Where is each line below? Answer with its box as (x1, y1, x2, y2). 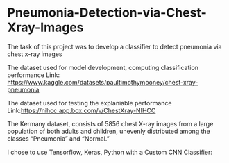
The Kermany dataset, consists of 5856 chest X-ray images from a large (7, 119, 214, 128)
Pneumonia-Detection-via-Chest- (7, 5, 207, 21)
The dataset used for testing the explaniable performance (7, 98, 172, 107)
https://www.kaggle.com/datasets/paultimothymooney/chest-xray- (7, 78, 198, 86)
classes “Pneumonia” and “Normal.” (7, 134, 110, 143)
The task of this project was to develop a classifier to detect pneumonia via (7, 42, 222, 51)
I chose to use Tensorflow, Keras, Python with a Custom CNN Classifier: (7, 148, 213, 156)
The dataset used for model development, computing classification (7, 63, 199, 71)
